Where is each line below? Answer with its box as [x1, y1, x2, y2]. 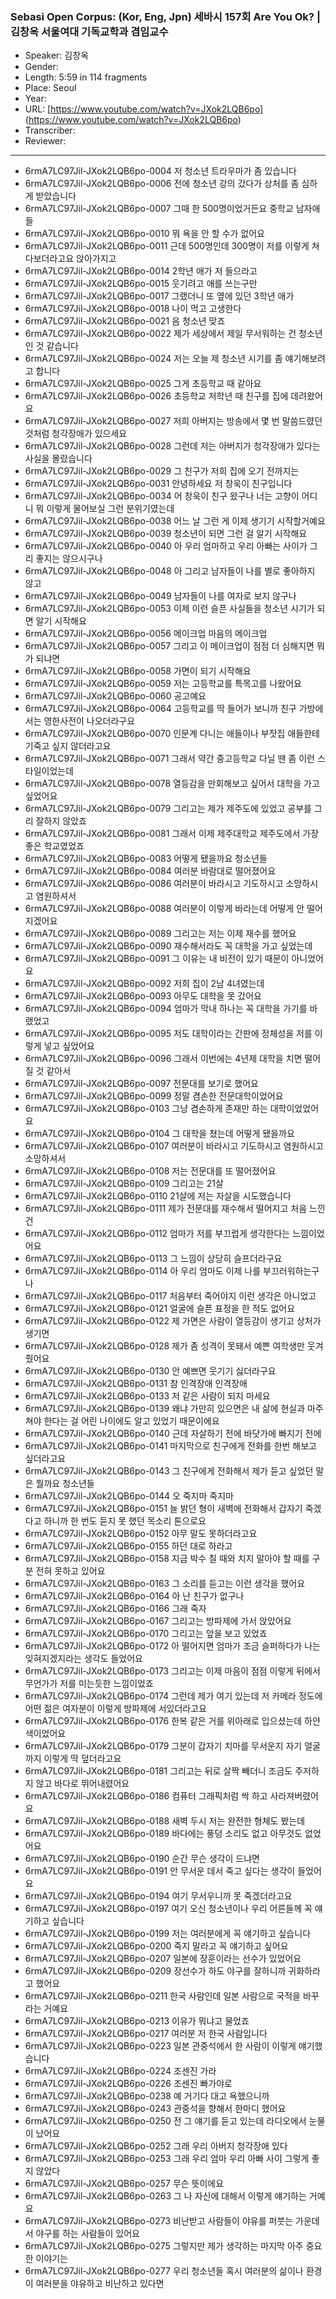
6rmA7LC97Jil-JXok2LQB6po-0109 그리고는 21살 [24, 1178, 224, 1190]
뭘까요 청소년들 [35, 1478, 95, 1490]
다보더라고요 [24, 253, 75, 265]
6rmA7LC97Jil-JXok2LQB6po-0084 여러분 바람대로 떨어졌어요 [24, 865, 277, 877]
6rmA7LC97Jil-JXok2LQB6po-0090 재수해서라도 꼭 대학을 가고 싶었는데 [24, 940, 313, 952]
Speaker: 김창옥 [24, 49, 89, 62]
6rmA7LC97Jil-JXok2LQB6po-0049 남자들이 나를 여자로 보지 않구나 [24, 590, 297, 602]
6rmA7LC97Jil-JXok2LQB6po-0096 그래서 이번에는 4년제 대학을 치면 [24, 1053, 303, 1065]
